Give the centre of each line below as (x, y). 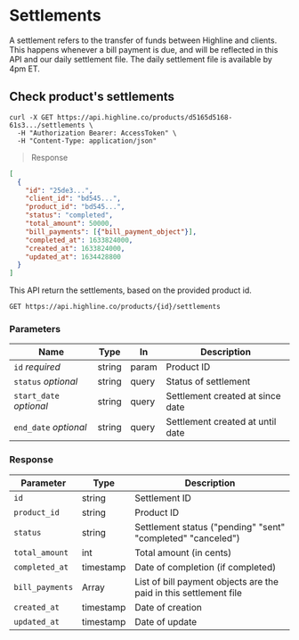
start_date (36, 396)
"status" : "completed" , (69, 215)
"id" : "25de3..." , (59, 190)
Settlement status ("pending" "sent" (210, 527)
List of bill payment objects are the (206, 581)
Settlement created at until (221, 422)
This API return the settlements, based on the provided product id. (130, 290)
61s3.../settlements (48, 125)
